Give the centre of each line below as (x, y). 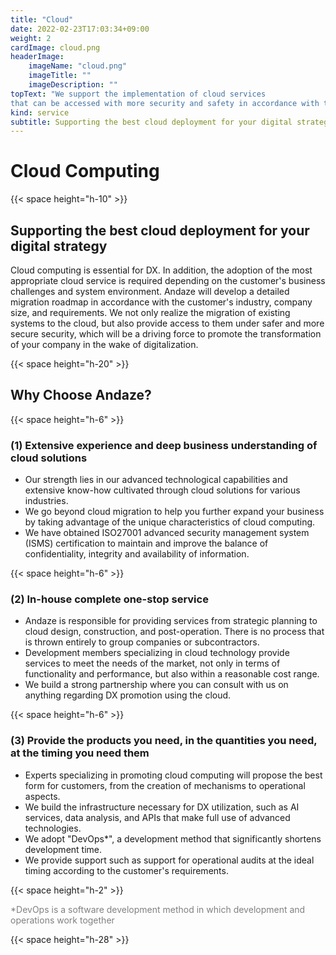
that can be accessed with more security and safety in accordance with (165, 103)
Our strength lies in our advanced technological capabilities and (156, 480)
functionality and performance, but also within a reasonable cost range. (172, 674)
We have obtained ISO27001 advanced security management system (167, 533)
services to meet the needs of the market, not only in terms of (152, 663)
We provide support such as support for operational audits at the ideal (169, 860)
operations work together (62, 920)
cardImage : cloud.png (55, 47)
